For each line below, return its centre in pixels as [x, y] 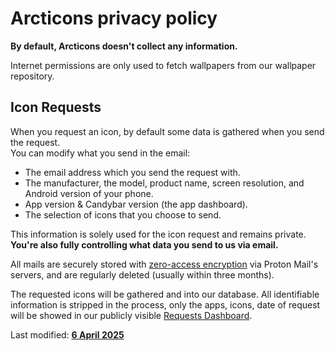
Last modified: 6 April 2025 [67, 334]
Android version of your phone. [89, 193]
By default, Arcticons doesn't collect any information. [124, 46]
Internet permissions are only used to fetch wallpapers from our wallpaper [163, 65]
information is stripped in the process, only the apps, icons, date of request [165, 304]
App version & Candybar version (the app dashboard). [136, 204]
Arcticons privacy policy [114, 18]
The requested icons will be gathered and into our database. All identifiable [165, 294]
